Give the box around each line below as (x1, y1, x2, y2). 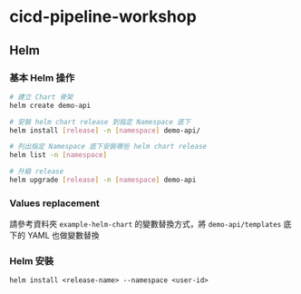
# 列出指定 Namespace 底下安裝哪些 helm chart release (9, 142, 207, 152)
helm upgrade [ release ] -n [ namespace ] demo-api (9, 175, 197, 184)
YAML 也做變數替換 (26, 230, 100, 241)
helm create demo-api (9, 101, 92, 110)
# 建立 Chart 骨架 (9, 93, 73, 102)
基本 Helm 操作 (9, 71, 75, 83)
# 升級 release (9, 167, 64, 176)
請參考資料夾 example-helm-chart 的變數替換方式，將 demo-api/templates (9, 219, 282, 230)
